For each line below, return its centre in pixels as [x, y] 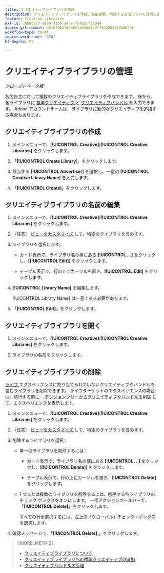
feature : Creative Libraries [35, 19]
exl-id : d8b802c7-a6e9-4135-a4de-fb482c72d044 [53, 23]
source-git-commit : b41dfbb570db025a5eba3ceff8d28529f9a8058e [70, 28]
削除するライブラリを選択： [40, 440]
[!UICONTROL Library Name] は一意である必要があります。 [71, 298]
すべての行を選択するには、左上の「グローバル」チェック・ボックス [88, 517]
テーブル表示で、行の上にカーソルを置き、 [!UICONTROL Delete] [91, 477]
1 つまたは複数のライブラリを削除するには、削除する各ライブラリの [87, 494]
